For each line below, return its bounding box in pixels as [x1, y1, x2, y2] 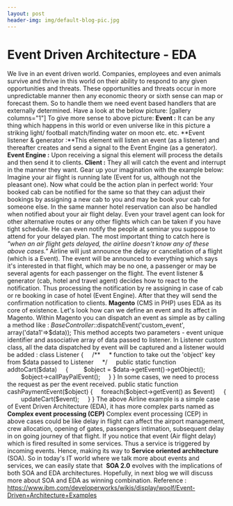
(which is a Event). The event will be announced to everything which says [7, 255, 218, 263]
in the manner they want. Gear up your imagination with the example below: [7, 166, 224, 174]
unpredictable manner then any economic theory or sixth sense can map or [7, 92, 224, 100]
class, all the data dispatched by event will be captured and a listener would [7, 343, 225, 351]
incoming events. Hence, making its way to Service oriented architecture [7, 447, 219, 455]
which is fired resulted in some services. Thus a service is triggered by [7, 439, 210, 448]
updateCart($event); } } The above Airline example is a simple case [20, 395, 220, 404]
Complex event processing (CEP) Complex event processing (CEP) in [7, 410, 208, 418]
